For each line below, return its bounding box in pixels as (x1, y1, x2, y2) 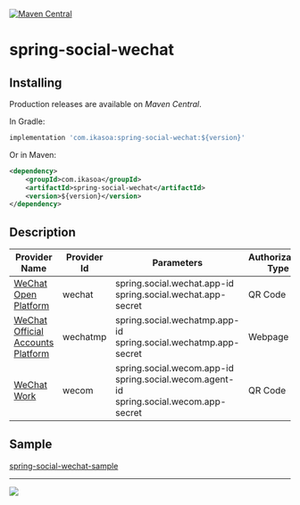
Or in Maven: (9, 149, 56, 160)
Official (13, 326, 45, 338)
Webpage (248, 331, 289, 344)
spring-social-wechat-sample (9, 460, 119, 471)
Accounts (13, 336, 54, 349)
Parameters (152, 257, 204, 269)
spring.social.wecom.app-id (115, 362, 234, 375)
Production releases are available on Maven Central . (9, 99, 203, 109)
